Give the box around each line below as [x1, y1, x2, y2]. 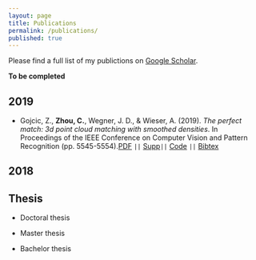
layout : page [8, 11, 52, 20]
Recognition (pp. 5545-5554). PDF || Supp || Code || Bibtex [19, 142, 219, 151]
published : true [8, 34, 62, 42]
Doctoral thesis [19, 213, 70, 222]
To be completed [8, 71, 66, 81]
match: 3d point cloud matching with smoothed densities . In [19, 125, 218, 134]
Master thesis [19, 229, 66, 238]
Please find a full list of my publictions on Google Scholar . [8, 56, 198, 66]
